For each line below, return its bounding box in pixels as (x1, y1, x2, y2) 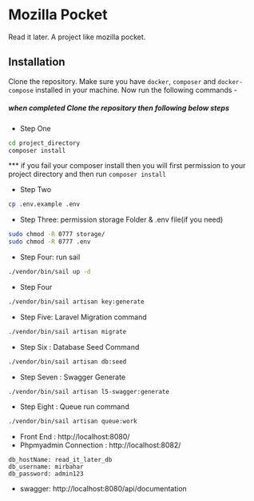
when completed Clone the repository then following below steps (8, 103, 230, 113)
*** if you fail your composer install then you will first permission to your (8, 161, 246, 170)
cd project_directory (8, 138, 81, 147)
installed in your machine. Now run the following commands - (35, 85, 238, 94)
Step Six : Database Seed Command (19, 342, 140, 351)
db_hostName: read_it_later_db (8, 456, 113, 464)
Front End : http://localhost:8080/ (19, 432, 130, 442)
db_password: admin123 (8, 470, 84, 478)
